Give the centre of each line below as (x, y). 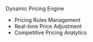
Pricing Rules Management (47, 20)
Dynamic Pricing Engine (35, 9)
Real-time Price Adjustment (48, 26)
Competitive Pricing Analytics (50, 33)
